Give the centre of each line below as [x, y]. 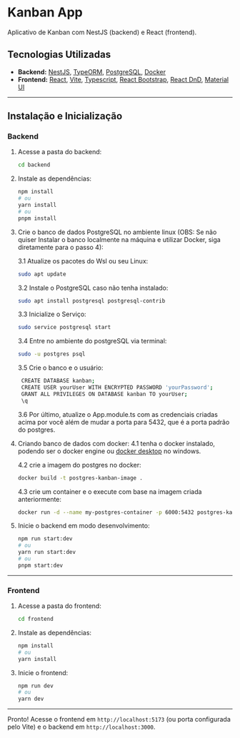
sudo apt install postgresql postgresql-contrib [91, 300]
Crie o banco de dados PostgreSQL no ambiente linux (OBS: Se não [117, 232]
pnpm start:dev [40, 565]
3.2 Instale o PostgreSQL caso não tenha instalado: [93, 288]
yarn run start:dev [47, 552]
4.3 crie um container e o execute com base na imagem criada [110, 491]
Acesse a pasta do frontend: [59, 606]
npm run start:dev [45, 539]
